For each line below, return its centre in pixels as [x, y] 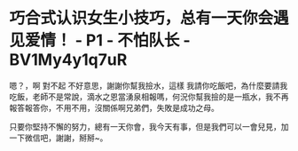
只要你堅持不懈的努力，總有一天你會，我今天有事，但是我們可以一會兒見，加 [149, 126]
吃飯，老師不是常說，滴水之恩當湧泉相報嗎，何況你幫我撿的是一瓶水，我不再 [149, 96]
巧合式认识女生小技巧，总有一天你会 [141, 18]
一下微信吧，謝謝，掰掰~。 [59, 138]
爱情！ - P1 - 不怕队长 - [108, 40]
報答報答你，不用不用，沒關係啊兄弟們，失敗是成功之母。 [114, 107]
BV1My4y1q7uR [68, 60]
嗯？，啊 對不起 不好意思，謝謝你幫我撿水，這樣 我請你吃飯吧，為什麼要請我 [149, 85]
